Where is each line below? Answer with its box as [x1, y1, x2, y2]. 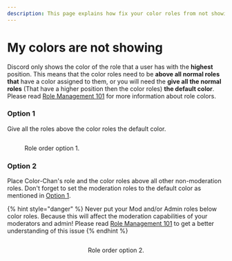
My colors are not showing [7, 39, 164, 55]
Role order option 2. [87, 246, 145, 255]
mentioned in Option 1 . [7, 191, 71, 200]
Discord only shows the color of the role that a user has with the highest [7, 63, 213, 71]
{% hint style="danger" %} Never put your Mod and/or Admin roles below [7, 205, 217, 213]
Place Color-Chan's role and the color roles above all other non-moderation [7, 177, 222, 185]
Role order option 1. [24, 144, 80, 152]
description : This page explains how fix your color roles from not [7, 10, 209, 17]
